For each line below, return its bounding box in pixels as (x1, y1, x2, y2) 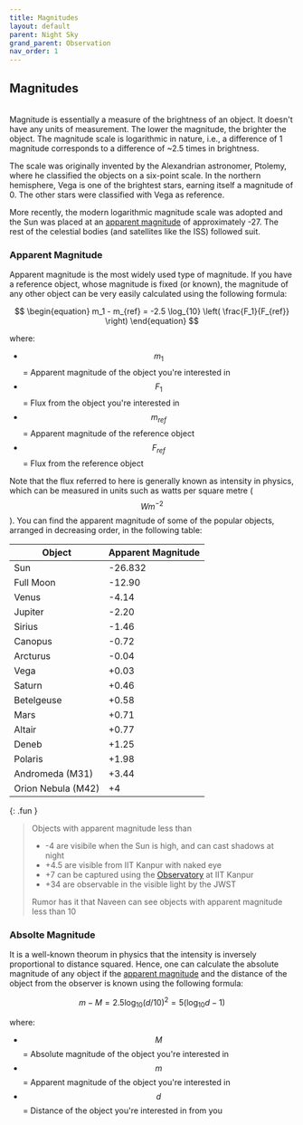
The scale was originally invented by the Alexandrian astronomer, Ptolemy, (9, 160, 288, 171)
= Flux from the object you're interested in (22, 397, 180, 408)
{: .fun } (9, 806, 38, 816)
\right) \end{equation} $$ (105, 316, 199, 327)
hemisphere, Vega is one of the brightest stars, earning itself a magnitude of (9, 179, 294, 190)
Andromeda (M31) (14, 767, 93, 780)
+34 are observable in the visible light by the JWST (44, 879, 237, 890)
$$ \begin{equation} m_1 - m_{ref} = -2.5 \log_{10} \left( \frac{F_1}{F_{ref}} (14, 306, 290, 317)
